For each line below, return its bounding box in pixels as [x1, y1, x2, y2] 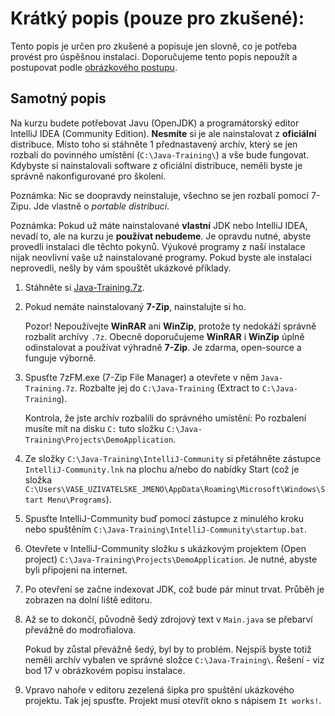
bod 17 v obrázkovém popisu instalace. [24, 664, 186, 676]
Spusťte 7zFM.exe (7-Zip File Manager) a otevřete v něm [24, 371, 259, 383]
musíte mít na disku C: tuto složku [24, 422, 165, 434]
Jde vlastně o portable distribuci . [33, 200, 170, 212]
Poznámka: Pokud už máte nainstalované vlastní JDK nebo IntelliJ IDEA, [10, 219, 308, 231]
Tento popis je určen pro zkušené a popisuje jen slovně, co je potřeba [10, 40, 298, 52]
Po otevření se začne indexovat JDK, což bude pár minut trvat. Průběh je [24, 583, 325, 595]
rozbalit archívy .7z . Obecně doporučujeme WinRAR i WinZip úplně [24, 330, 305, 342]
